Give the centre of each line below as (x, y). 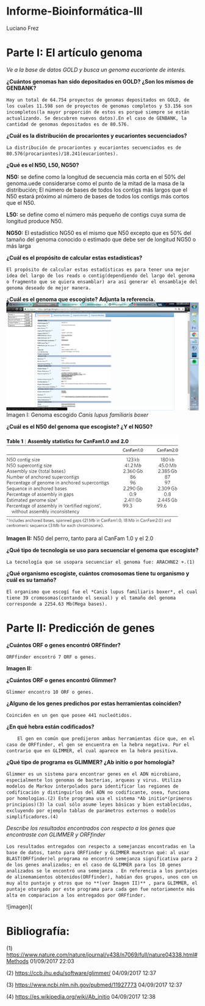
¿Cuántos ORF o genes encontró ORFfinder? (63, 645)
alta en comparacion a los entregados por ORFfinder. (76, 895)
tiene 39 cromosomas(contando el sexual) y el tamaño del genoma (91, 598)
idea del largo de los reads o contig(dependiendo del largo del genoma (101, 276)
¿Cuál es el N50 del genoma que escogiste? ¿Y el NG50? (80, 426)
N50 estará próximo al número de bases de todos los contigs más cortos (98, 196)
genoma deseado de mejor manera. (49, 288)
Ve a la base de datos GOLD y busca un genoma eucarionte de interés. (96, 70)
